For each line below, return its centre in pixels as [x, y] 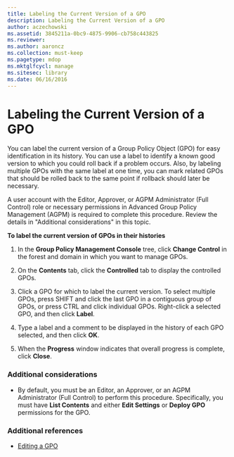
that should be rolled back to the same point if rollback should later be [109, 179]
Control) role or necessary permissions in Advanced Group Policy [102, 207]
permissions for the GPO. [54, 412]
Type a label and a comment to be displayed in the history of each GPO [121, 327]
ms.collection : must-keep [45, 54]
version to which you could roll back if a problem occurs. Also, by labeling [114, 163]
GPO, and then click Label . [56, 314]
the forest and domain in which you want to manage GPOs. [103, 257]
